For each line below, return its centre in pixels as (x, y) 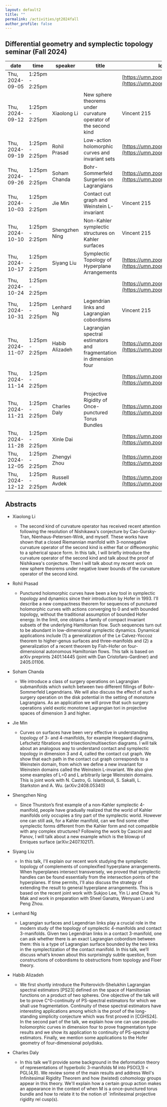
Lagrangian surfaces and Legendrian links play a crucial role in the (88, 922)
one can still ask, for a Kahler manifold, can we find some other (84, 820)
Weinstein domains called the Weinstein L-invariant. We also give (86, 769)
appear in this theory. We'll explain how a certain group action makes (90, 1083)
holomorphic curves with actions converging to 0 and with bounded (89, 609)
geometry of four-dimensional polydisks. (61, 1043)
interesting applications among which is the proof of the (77, 1011)
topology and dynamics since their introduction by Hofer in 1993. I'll (89, 598)
